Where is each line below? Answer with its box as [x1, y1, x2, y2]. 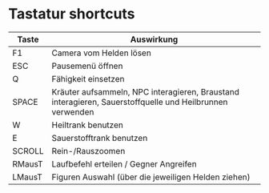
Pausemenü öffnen [51, 60, 123, 71]
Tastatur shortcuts [8, 5, 135, 23]
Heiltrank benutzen [51, 119, 124, 131]
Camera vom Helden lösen [51, 47, 152, 58]
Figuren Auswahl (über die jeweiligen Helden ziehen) [51, 171, 251, 183]
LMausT [12, 171, 42, 183]
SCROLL [12, 145, 44, 156]
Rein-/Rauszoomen [51, 145, 126, 156]
